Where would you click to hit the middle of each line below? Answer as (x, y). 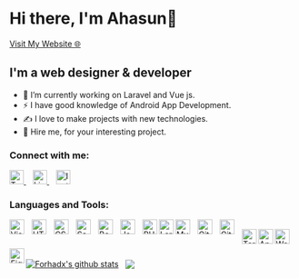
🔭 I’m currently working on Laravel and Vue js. (109, 94)
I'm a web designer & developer (101, 73)
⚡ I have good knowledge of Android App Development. (127, 104)
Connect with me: (50, 155)
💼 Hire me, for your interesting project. (94, 132)
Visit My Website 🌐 (45, 44)
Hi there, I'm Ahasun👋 (94, 19)
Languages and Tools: (59, 204)
